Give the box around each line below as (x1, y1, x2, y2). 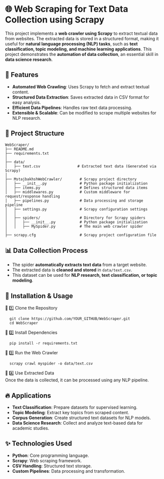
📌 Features (5, 71, 39, 79)
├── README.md (5, 146, 34, 152)
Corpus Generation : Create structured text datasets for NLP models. (12, 415, 151, 421)
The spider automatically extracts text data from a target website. (12, 262, 147, 268)
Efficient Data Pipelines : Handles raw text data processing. (12, 105, 133, 110)
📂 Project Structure (5, 129, 65, 138)
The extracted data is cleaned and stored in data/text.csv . (12, 267, 132, 273)
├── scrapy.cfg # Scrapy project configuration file (5, 232, 157, 238)
